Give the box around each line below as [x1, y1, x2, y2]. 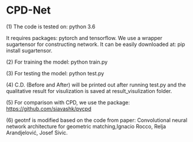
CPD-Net [6, 4, 51, 17]
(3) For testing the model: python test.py [6, 70, 104, 77]
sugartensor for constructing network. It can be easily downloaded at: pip [6, 41, 185, 48]
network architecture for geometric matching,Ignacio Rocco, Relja [6, 123, 166, 130]
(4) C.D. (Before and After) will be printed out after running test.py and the [6, 81, 186, 88]
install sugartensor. [6, 47, 53, 54]
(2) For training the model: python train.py [6, 58, 108, 65]
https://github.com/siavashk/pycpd [6, 105, 91, 112]
